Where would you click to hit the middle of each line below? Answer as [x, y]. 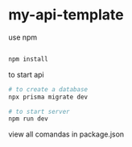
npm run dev [28, 119]
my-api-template [66, 15]
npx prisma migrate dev [48, 97]
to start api [26, 74]
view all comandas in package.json [66, 134]
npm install [28, 59]
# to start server [39, 111]
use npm [23, 37]
